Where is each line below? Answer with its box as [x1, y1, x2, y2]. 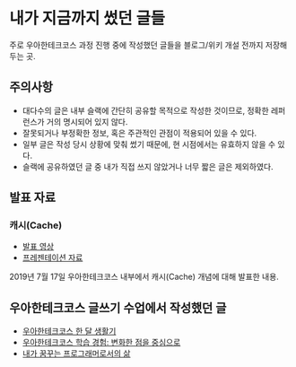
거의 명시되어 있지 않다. [46, 116, 128, 127]
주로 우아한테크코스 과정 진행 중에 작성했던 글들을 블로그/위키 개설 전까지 [9, 39, 264, 50]
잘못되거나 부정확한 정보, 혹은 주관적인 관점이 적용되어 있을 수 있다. [22, 127, 257, 138]
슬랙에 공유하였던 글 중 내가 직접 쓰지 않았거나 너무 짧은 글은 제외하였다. [22, 161, 274, 171]
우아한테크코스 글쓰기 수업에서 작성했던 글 [9, 300, 227, 315]
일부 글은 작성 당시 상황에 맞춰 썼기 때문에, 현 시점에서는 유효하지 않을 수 [22, 138, 276, 149]
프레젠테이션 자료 [22, 252, 83, 263]
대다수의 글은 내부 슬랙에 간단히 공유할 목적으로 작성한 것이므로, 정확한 [22, 105, 269, 116]
